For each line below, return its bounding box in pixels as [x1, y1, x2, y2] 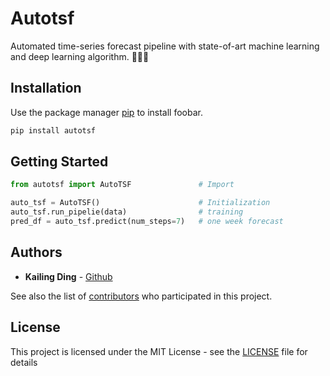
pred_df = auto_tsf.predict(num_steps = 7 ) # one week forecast [10, 217, 284, 227]
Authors [10, 244, 63, 261]
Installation [10, 80, 82, 97]
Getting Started [10, 153, 109, 171]
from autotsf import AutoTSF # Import [10, 180, 235, 190]
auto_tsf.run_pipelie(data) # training [10, 207, 244, 217]
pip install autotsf [10, 125, 97, 136]
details [10, 356, 38, 368]
